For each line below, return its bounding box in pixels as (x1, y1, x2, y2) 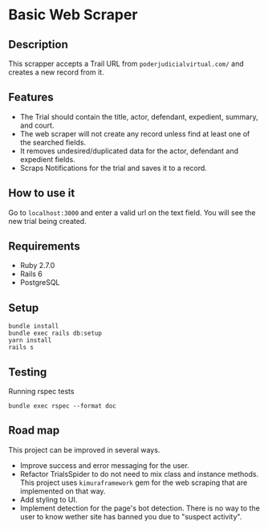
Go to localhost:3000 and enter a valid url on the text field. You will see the (8, 207, 256, 218)
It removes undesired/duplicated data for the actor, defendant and (19, 146, 239, 156)
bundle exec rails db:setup (8, 329, 103, 338)
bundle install (8, 323, 59, 331)
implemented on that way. (19, 486, 106, 495)
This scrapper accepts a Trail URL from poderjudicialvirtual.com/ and (8, 59, 245, 68)
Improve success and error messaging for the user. (19, 460, 190, 470)
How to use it (8, 186, 75, 200)
